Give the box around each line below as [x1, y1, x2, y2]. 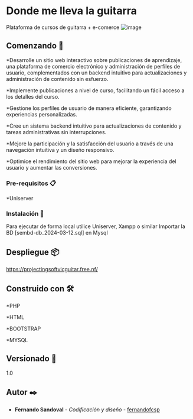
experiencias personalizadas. [6, 111, 78, 118]
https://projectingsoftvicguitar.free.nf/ [6, 266, 99, 273]
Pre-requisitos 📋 [6, 179, 56, 187]
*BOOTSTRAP [6, 325, 41, 332]
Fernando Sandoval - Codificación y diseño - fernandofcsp [14, 406, 161, 413]
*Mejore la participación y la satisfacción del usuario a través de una [6, 140, 174, 147]
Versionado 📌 [6, 353, 57, 364]
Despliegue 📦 [6, 247, 60, 257]
